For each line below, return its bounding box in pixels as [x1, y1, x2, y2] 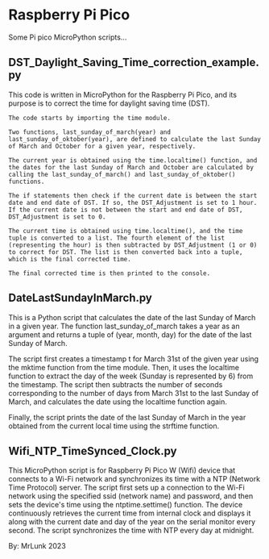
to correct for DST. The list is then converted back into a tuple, [8, 248, 243, 256]
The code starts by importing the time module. [8, 114, 172, 122]
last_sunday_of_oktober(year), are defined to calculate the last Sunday [8, 135, 262, 143]
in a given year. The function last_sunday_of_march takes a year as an [8, 321, 240, 331]
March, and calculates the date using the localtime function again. [8, 397, 228, 407]
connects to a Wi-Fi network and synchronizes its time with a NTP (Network [8, 474, 260, 484]
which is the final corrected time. [8, 255, 131, 263]
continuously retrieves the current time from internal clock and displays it [8, 508, 251, 518]
